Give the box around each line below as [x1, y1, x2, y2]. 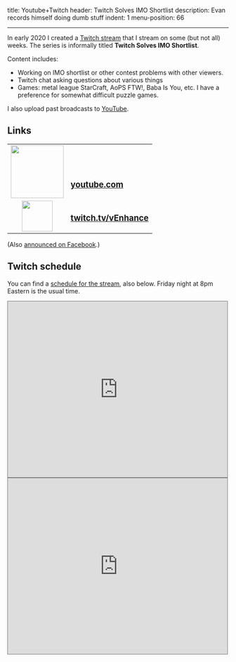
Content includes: [7, 55, 58, 63]
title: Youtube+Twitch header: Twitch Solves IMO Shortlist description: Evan [7, 6, 226, 14]
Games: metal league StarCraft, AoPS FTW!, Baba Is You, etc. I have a [17, 84, 220, 91]
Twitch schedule [7, 260, 82, 273]
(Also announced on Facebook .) [7, 240, 100, 248]
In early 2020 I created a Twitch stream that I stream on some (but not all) [7, 34, 221, 42]
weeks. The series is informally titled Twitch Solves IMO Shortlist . [7, 42, 199, 49]
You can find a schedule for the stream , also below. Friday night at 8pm [7, 279, 214, 288]
